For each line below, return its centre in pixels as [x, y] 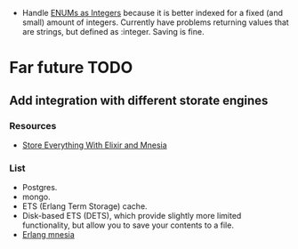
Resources [33, 125]
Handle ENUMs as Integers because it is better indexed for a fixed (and [152, 13]
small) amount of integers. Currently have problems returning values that [155, 22]
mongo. [36, 197]
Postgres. [40, 188]
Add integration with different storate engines [139, 100]
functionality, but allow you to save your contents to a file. [128, 225]
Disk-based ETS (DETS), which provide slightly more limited [132, 216]
